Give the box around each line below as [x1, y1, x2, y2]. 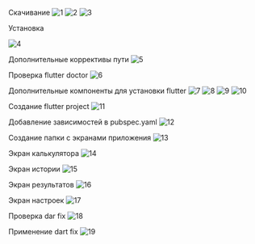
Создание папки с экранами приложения [8, 133, 152, 142]
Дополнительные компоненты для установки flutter [8, 86, 187, 95]
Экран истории [8, 164, 61, 174]
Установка [8, 23, 44, 32]
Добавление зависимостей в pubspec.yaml [8, 117, 157, 127]
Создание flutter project [8, 102, 90, 111]
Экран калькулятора [8, 149, 79, 158]
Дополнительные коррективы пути [8, 55, 129, 64]
